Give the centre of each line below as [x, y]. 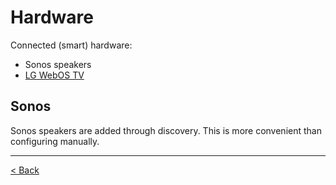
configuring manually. [55, 141]
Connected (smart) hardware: [71, 45]
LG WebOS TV [54, 75]
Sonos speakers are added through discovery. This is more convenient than [166, 130]
